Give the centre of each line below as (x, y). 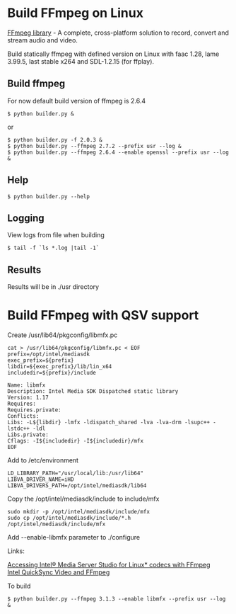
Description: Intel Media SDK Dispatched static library (93, 392)
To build (19, 586)
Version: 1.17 (28, 398)
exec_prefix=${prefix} (41, 360)
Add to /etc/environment (43, 460)
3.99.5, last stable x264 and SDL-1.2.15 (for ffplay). (81, 61)
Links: (16, 551)
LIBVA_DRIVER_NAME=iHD (41, 479)
